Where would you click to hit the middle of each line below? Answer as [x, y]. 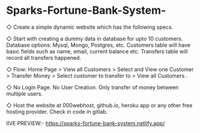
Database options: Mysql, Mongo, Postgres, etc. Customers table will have [98, 45]
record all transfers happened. [44, 58]
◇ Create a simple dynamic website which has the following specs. [90, 27]
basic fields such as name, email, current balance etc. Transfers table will [97, 51]
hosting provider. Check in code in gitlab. [57, 111]
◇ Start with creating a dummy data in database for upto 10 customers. [95, 38]
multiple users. [25, 93]
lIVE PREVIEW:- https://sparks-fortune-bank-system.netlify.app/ [86, 123]
